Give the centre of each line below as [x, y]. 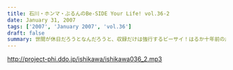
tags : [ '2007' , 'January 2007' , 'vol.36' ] [69, 26]
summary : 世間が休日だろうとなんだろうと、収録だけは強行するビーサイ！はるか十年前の [116, 40]
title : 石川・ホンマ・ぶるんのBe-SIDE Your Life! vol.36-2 [88, 14]
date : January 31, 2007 [42, 20]
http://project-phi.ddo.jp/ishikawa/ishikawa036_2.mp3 [85, 59]
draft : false [26, 33]
